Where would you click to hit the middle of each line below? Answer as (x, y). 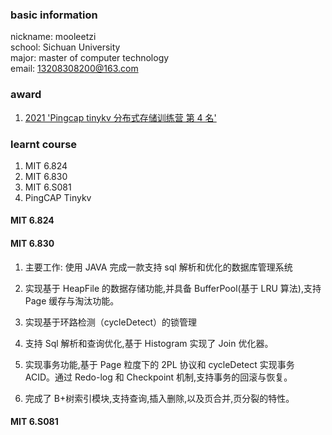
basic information (54, 15)
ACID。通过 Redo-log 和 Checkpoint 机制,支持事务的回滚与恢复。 (158, 377)
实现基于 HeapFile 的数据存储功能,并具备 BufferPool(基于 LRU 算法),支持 (173, 288)
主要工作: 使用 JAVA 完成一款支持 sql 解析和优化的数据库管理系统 (158, 267)
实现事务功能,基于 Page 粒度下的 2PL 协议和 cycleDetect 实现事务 (159, 364)
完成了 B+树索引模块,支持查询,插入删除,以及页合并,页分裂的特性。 (159, 398)
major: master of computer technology (90, 58)
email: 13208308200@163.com (74, 69)
